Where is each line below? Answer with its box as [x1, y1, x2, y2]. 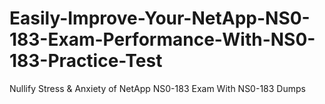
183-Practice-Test [9, 50, 163, 72]
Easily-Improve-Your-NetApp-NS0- [9, 7, 311, 30]
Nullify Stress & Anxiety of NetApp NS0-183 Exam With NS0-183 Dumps [9, 82, 306, 94]
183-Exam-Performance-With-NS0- [9, 28, 316, 51]
